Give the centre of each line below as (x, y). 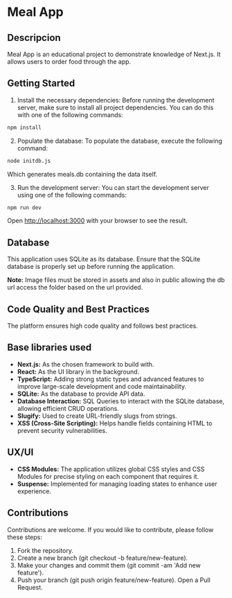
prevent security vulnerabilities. (62, 430)
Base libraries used (50, 348)
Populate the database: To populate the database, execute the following (120, 141)
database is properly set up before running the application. (91, 267)
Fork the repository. (45, 550)
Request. (30, 587)
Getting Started (41, 83)
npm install (24, 127)
